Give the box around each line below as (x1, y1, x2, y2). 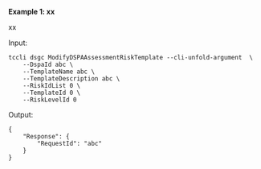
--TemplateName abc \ (22, 68, 95, 76)
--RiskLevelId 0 (22, 96, 78, 104)
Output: (8, 110, 34, 119)
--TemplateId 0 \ (22, 89, 81, 97)
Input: (8, 38, 28, 47)
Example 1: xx (8, 7, 55, 16)
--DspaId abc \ (22, 60, 74, 68)
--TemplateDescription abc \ (22, 75, 120, 83)
